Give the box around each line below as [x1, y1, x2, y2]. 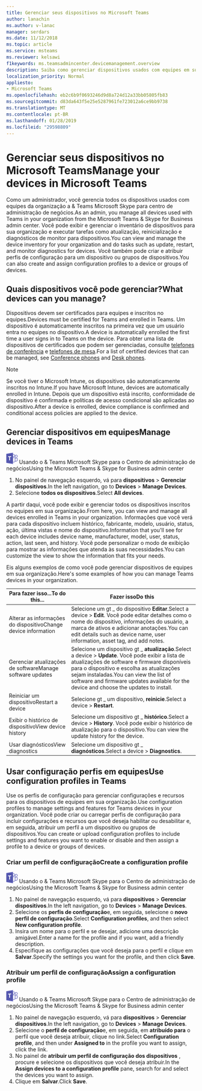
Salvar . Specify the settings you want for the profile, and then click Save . [14, 953, 195, 960]
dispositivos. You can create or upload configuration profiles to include [6, 830, 180, 837]
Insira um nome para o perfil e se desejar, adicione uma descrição [14, 928, 179, 935]
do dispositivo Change [8, 621, 63, 629]
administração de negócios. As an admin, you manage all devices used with [6, 209, 192, 216]
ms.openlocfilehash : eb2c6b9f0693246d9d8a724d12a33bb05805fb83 [6, 92, 168, 99]
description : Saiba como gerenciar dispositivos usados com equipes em [6, 67, 189, 73]
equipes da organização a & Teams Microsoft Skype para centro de [6, 202, 173, 210]
